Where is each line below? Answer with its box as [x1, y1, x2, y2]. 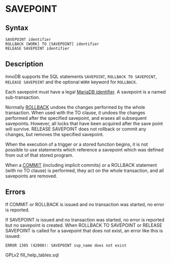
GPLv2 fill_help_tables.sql [5, 252, 59, 258]
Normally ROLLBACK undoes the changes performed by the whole [5, 104, 145, 110]
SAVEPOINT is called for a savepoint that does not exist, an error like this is [5, 227, 163, 233]
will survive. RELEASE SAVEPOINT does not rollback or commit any [5, 126, 146, 132]
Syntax [5, 24, 29, 32]
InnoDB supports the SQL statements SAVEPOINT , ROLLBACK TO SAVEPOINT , [5, 73, 157, 79]
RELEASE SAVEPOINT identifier [5, 46, 70, 51]
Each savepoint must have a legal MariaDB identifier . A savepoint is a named [5, 89, 166, 95]
